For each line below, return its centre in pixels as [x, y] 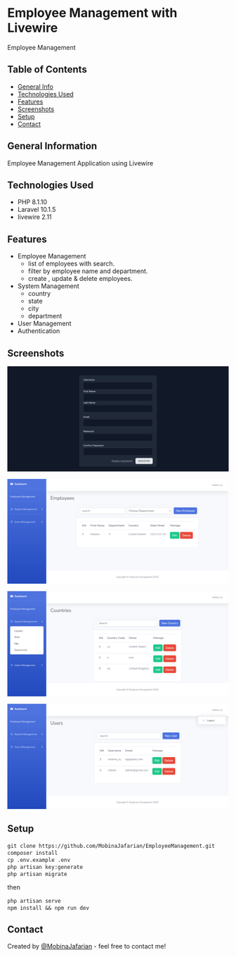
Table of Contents [47, 69]
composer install [33, 853]
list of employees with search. [71, 264]
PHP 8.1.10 [32, 202]
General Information [52, 146]
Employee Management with [92, 13]
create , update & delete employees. [80, 279]
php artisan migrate [38, 874]
